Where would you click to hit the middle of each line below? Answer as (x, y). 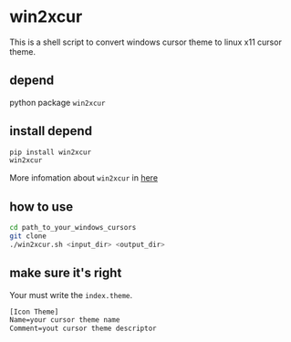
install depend (51, 131)
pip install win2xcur (51, 152)
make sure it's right (66, 273)
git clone (28, 236)
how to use (42, 207)
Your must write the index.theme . (71, 295)
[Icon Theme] (34, 312)
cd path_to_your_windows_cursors (73, 228)
